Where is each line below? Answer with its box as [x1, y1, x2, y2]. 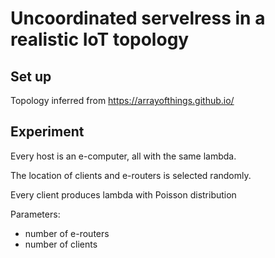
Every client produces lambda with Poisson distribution [10, 188, 237, 201]
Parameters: [10, 208, 61, 220]
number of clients [24, 238, 98, 250]
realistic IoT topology [10, 28, 190, 51]
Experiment [10, 123, 85, 141]
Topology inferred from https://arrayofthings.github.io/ [10, 95, 235, 106]
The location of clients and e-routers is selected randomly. [10, 169, 252, 181]
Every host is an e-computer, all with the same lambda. [10, 150, 237, 162]
